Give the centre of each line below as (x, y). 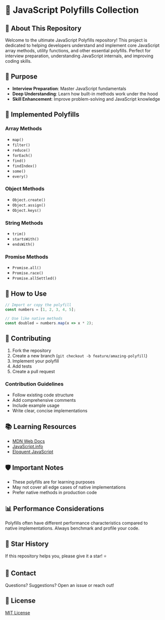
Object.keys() (27, 210)
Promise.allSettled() (34, 278)
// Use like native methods (34, 318)
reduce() (21, 150)
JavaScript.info (28, 446)
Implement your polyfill (35, 361)
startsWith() (26, 239)
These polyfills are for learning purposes (53, 482)
